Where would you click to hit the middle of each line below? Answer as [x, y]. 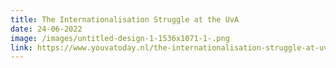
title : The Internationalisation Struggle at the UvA [125, 19]
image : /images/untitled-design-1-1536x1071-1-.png [120, 38]
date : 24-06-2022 [46, 29]
